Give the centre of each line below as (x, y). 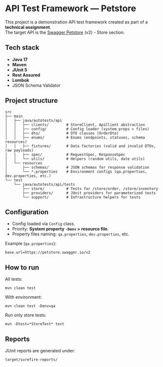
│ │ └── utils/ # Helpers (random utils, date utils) (75, 159)
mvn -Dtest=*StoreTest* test (35, 324)
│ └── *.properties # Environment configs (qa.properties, (76, 172)
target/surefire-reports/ (31, 360)
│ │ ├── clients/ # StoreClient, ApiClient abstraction (75, 125)
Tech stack (22, 48)
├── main (14, 116)
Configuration (27, 212)
